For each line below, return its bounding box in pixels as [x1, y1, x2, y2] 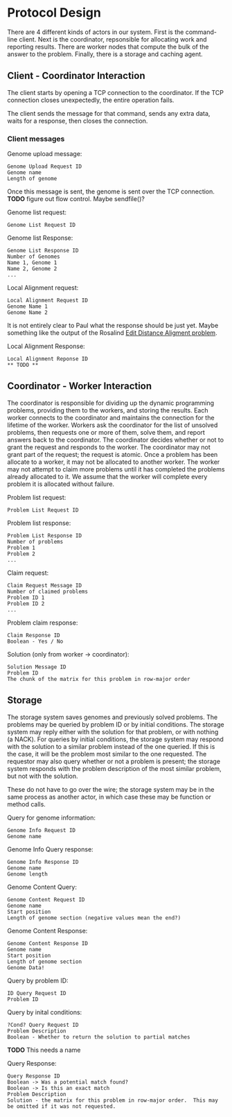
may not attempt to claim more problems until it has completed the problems [7, 465, 225, 473]
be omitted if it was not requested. [7, 1102, 116, 1110]
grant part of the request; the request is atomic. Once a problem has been [7, 450, 218, 458]
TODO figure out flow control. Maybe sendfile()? [7, 195, 145, 203]
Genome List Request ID [7, 222, 76, 229]
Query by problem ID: [7, 976, 69, 985]
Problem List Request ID [7, 506, 79, 514]
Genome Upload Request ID [7, 163, 82, 171]
